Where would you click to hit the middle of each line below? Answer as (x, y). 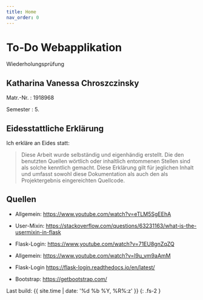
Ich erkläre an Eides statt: (38, 143)
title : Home (21, 12)
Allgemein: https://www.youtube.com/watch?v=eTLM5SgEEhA (93, 214)
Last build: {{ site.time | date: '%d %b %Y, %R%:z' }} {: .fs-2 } (84, 290)
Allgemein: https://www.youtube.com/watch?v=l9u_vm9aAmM (93, 255)
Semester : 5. (23, 109)
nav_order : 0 (23, 18)
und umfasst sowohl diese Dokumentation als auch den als (95, 174)
